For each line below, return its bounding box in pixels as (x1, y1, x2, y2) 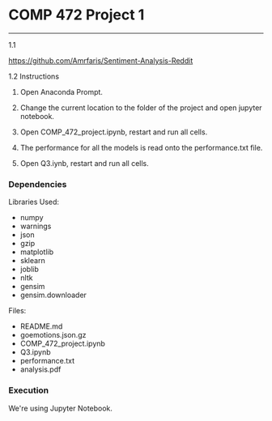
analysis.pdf (19, 364, 62, 374)
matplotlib (19, 247, 54, 257)
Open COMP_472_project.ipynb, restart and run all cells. (19, 127, 208, 137)
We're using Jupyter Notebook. (8, 403, 113, 413)
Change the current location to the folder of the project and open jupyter (19, 103, 262, 113)
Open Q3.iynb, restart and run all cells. (19, 158, 150, 168)
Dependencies (8, 178, 67, 189)
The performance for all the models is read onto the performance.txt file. (19, 142, 263, 152)
